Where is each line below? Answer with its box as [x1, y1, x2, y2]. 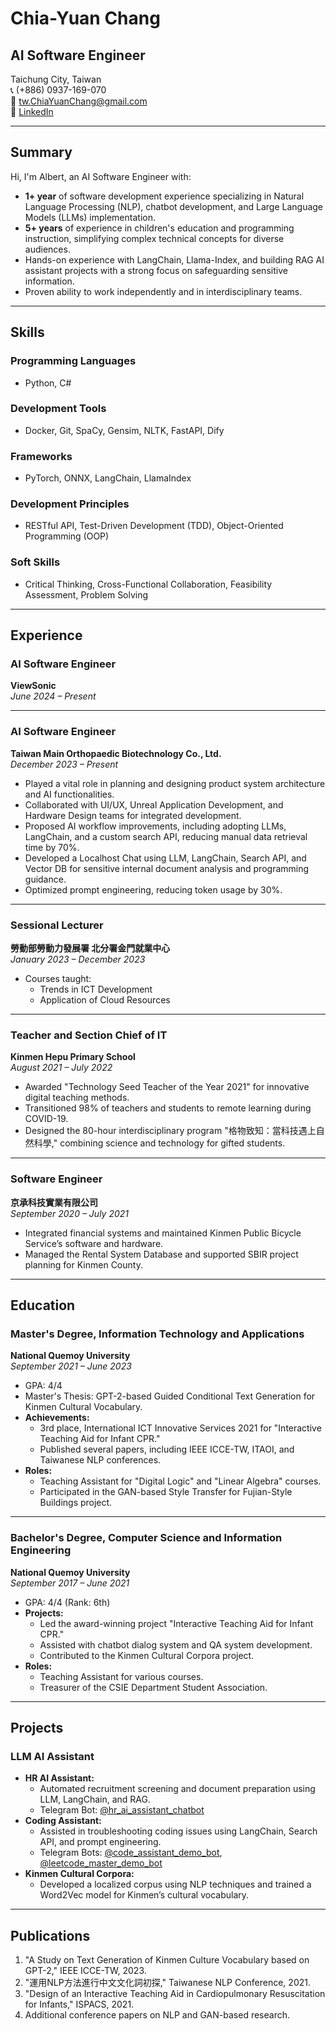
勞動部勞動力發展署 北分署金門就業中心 [10, 942, 171, 954]
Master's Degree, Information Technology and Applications [10, 1327, 305, 1341]
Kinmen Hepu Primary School [10, 1051, 136, 1063]
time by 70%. [24, 841, 80, 853]
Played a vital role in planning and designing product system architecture [24, 777, 326, 789]
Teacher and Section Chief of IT [10, 1028, 168, 1042]
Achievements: [24, 1412, 90, 1424]
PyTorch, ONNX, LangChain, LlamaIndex [24, 472, 192, 484]
